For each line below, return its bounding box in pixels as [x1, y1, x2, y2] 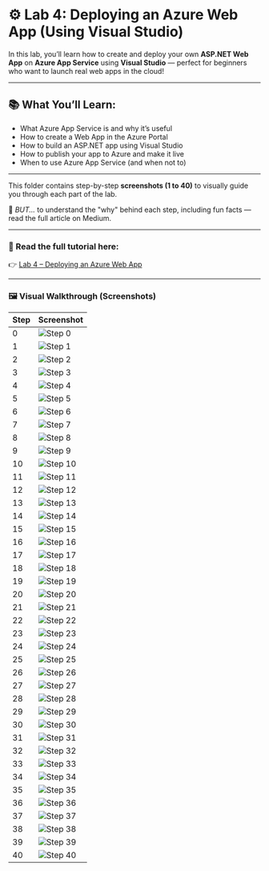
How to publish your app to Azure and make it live [19, 149, 185, 158]
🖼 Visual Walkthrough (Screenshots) [8, 291, 157, 302]
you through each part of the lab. [8, 189, 118, 198]
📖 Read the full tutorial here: [8, 241, 119, 252]
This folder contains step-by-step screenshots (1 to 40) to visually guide [8, 181, 249, 190]
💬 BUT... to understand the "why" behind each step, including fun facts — [8, 205, 252, 214]
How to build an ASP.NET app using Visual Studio [19, 140, 183, 150]
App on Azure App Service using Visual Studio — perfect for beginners [8, 58, 247, 67]
